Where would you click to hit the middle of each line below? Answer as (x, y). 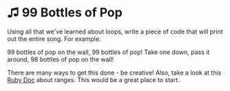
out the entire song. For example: (54, 38)
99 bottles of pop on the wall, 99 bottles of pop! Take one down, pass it (108, 52)
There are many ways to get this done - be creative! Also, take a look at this (114, 73)
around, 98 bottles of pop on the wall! (61, 59)
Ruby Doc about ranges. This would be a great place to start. (94, 79)
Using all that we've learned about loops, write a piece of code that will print (115, 31)
